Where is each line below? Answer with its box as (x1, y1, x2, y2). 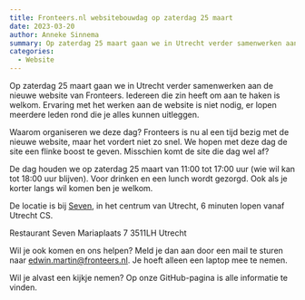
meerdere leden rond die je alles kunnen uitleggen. (9, 110, 200, 120)
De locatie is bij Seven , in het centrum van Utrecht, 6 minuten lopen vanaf (9, 200, 285, 211)
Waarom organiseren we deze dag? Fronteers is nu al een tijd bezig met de (9, 127, 290, 137)
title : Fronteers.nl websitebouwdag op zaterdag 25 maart (9, 13, 233, 23)
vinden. (9, 282, 38, 293)
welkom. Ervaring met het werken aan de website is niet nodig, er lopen (9, 100, 277, 110)
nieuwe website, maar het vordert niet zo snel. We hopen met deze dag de (9, 137, 288, 147)
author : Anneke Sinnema (9, 30, 100, 39)
